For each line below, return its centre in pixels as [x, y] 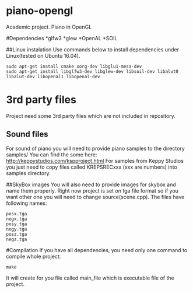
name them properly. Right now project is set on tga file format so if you [92, 190]
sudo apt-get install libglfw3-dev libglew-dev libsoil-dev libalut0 [92, 71]
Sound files [27, 135]
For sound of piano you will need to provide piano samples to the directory [95, 148]
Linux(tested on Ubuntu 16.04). [43, 55]
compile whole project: [34, 256]
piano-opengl [40, 11]
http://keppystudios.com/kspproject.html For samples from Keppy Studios [95, 161]
